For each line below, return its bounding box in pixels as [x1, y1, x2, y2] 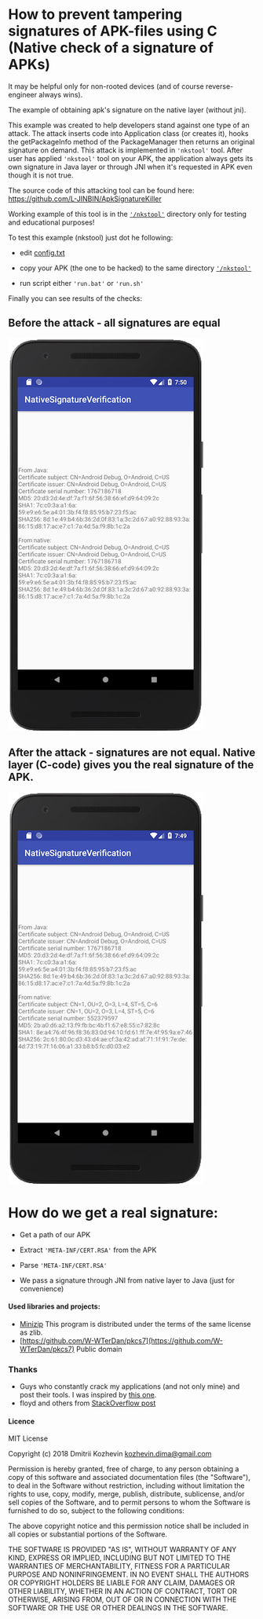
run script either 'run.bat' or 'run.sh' [19, 278, 144, 288]
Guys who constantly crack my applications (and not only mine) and [19, 1382, 240, 1391]
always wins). [38, 90, 83, 99]
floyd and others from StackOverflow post [19, 1398, 156, 1408]
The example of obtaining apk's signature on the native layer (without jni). [8, 104, 247, 115]
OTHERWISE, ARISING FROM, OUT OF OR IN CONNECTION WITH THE [8, 1595, 237, 1604]
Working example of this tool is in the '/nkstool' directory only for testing [8, 209, 247, 218]
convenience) [19, 1284, 64, 1293]
